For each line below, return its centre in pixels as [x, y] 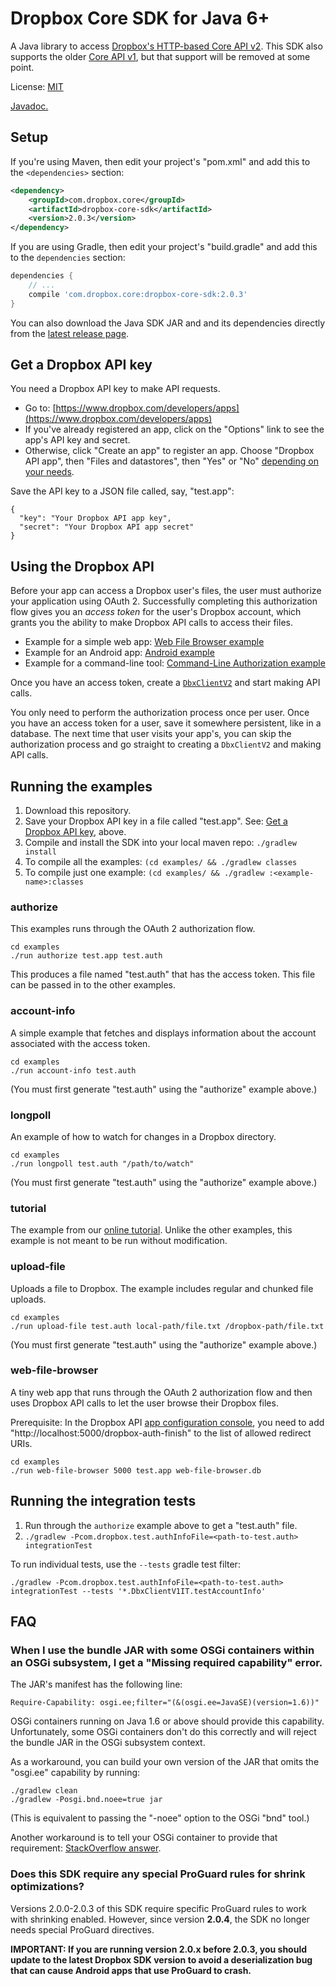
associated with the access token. [80, 1043]
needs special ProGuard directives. [82, 1929]
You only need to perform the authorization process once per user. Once [160, 713]
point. [22, 67]
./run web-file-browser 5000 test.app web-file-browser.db [136, 1470]
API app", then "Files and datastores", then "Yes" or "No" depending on [171, 461]
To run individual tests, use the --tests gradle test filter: [125, 1564]
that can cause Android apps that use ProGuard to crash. [131, 1970]
